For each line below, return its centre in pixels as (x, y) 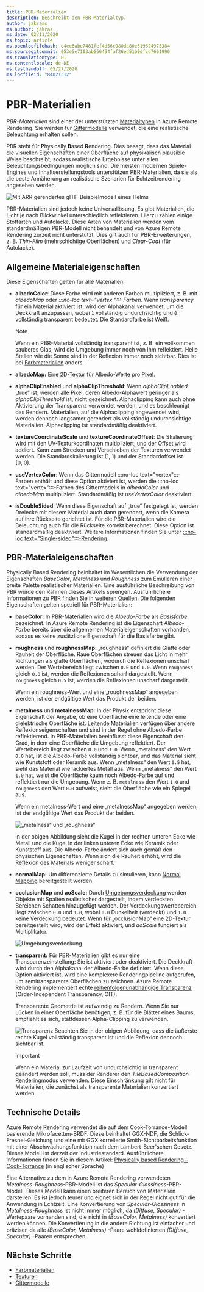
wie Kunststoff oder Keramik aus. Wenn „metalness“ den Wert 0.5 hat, (103, 762)
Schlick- (179, 1133)
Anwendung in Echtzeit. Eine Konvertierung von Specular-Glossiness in (96, 1204)
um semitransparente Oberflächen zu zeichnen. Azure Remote (93, 981)
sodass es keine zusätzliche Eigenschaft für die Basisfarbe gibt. (95, 636)
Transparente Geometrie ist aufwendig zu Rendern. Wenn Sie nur (97, 1006)
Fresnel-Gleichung (30, 1140)
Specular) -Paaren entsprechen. (47, 1236)
